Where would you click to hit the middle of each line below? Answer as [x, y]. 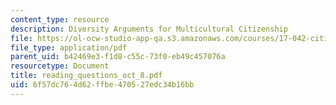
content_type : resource [60, 19]
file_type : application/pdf [69, 47]
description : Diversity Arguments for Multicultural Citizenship [149, 29]
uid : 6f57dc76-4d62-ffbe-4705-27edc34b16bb [102, 85]
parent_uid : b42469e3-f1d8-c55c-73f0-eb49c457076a [118, 57]
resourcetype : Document [60, 66]
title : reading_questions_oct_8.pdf [86, 76]
